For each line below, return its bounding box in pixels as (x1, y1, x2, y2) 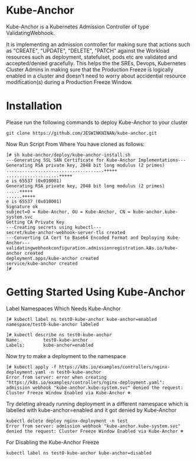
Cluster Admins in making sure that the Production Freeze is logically (6, 66, 174, 73)
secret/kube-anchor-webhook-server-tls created (6, 229, 126, 235)
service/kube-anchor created (6, 261, 78, 267)
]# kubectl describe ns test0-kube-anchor (6, 332, 112, 337)
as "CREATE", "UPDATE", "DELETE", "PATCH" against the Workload (6, 47, 170, 54)
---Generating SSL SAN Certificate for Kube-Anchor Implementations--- (6, 157, 186, 163)
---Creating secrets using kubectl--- (6, 224, 102, 230)
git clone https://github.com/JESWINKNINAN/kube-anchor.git (6, 130, 158, 136)
